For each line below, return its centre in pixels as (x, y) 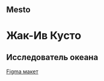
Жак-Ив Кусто (44, 35)
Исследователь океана (52, 57)
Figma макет (22, 71)
